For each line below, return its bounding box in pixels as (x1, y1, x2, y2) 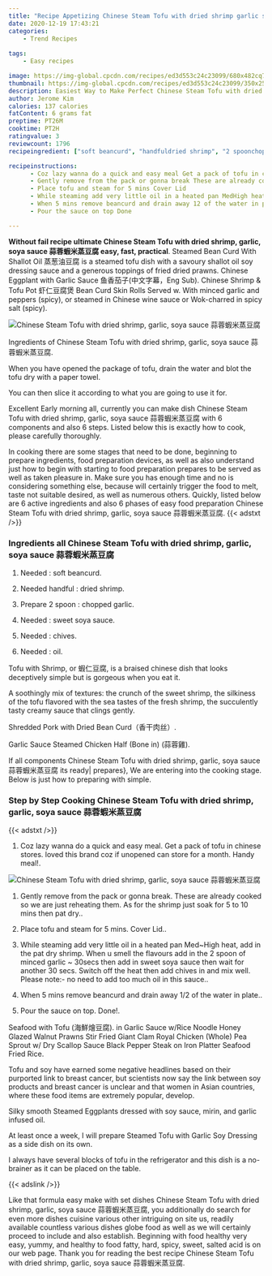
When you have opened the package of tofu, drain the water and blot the (8, 363, 252, 373)
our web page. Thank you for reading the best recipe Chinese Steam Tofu (8, 1248, 254, 1258)
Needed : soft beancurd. (19, 567, 102, 577)
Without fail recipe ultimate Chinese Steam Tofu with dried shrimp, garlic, (8, 236, 261, 246)
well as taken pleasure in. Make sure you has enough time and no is (8, 472, 234, 482)
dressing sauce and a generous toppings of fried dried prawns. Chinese (8, 265, 249, 275)
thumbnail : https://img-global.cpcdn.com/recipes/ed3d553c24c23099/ (8, 79, 244, 88)
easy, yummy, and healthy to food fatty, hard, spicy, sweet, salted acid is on (8, 1239, 261, 1250)
